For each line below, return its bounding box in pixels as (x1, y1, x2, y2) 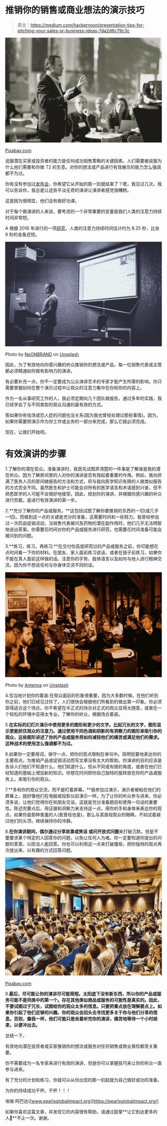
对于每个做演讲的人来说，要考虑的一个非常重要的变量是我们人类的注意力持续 (5, 208, 162, 214)
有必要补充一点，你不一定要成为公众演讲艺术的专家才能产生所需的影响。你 (5, 378, 158, 384)
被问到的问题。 (5, 533, 36, 539)
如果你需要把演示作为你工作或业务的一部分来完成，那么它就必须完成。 (5, 418, 149, 424)
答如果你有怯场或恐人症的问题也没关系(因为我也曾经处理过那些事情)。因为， (5, 412, 161, 418)
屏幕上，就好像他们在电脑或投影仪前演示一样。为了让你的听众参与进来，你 (5, 793, 158, 799)
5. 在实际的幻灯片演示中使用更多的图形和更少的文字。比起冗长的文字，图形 (5, 722, 157, 728)
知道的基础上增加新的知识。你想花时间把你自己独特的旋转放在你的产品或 (9, 770, 158, 776)
